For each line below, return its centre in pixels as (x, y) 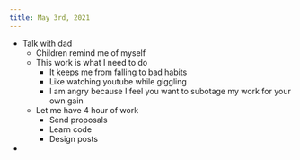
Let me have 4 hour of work (87, 110)
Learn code (71, 129)
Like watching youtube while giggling (118, 81)
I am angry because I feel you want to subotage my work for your (170, 91)
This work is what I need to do (92, 62)
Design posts (74, 138)
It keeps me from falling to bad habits (118, 72)
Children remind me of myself (91, 53)
